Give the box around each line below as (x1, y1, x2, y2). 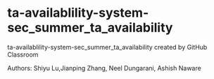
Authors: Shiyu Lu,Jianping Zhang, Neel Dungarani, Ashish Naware (7, 64, 202, 72)
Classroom (7, 50, 39, 59)
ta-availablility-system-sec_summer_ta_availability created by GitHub (7, 43, 208, 51)
